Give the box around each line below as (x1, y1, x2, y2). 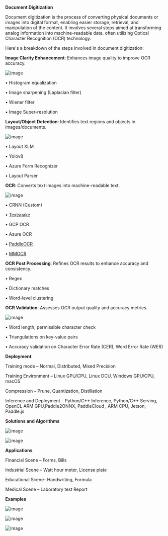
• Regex (5, 276, 22, 281)
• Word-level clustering (5, 295, 54, 301)
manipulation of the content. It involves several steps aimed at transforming (5, 25, 161, 31)
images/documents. (5, 124, 47, 130)
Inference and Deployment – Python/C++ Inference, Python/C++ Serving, (5, 398, 157, 404)
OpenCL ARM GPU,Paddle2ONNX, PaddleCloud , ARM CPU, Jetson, (5, 403, 146, 409)
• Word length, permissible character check (5, 324, 96, 330)
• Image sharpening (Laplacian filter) (5, 90, 81, 95)
